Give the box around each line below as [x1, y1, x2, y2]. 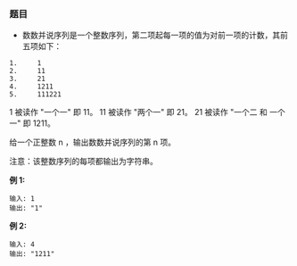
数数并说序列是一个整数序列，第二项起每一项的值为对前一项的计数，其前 [21, 29, 288, 41]
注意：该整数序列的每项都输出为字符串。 [9, 156, 158, 167]
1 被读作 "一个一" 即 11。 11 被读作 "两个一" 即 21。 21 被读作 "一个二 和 [9, 107, 268, 118]
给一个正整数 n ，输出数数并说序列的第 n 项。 [9, 137, 177, 148]
